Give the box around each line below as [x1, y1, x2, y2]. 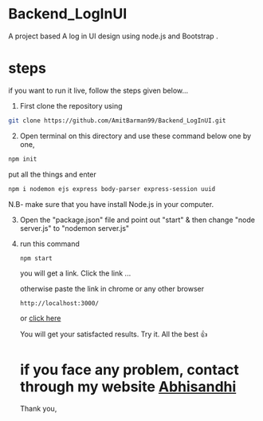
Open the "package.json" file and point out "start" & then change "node [19, 215, 255, 224]
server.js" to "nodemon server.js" [19, 223, 130, 232]
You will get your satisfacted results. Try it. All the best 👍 [19, 329, 208, 340]
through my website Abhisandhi [19, 377, 237, 395]
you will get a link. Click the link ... [19, 268, 131, 278]
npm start [19, 254, 53, 262]
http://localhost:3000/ [19, 300, 100, 308]
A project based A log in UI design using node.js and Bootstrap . [8, 31, 218, 41]
